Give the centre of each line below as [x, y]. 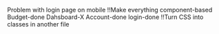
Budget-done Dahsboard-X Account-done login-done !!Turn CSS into [105, 17]
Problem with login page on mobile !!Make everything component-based [110, 10]
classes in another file [38, 24]
